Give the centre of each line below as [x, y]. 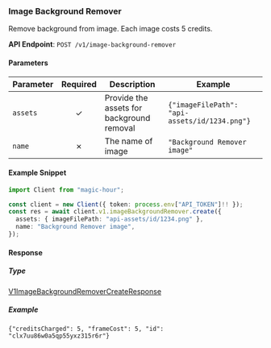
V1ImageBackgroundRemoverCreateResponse [85, 291]
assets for [123, 108]
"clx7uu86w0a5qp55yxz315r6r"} [59, 336]
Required [79, 84]
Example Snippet [38, 173]
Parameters [28, 63]
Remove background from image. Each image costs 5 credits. [110, 29]
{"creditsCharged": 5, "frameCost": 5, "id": [86, 329]
